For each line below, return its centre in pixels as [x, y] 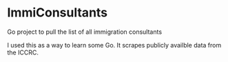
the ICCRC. [23, 52]
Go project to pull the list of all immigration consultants [85, 32]
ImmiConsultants [58, 13]
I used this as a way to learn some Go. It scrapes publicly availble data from [114, 45]
